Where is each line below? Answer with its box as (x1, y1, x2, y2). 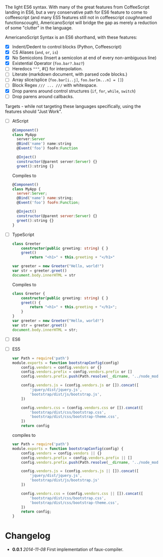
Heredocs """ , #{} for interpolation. (12, 66, 83, 72)
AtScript (12, 118, 29, 124)
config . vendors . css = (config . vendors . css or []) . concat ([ (21, 405, 144, 410)
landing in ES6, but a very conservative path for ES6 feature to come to (5, 9, 147, 15)
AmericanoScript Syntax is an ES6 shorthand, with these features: (5, 34, 138, 40)
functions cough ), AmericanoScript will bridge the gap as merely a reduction (5, 20, 157, 25)
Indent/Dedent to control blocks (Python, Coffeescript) (12, 44, 122, 49)
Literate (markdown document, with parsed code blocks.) (12, 71, 127, 77)
